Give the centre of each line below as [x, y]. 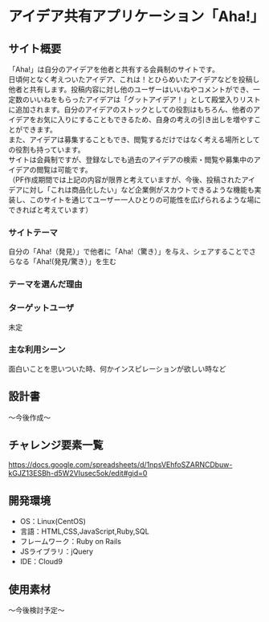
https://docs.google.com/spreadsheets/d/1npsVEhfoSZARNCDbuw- [120, 465]
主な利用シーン [37, 350]
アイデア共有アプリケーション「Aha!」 [137, 16]
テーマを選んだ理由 [45, 284]
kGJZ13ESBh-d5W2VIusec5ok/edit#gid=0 [78, 474]
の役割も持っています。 [47, 150]
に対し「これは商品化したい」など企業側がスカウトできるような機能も [138, 190]
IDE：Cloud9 [41, 562]
